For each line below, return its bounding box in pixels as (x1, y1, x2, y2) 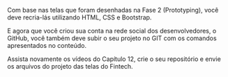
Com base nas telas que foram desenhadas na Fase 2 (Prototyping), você (7, 6, 219, 14)
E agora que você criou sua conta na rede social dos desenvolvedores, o (7, 27, 217, 35)
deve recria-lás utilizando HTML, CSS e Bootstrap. (7, 13, 152, 22)
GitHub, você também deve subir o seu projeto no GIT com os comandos (7, 34, 218, 42)
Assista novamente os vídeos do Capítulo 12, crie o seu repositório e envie (7, 55, 221, 63)
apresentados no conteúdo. (7, 42, 87, 49)
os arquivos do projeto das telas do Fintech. (7, 62, 134, 70)
